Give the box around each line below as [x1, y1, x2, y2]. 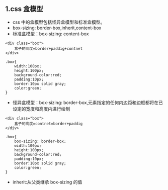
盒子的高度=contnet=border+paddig [14, 121, 83, 126]
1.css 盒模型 [5, 5, 43, 14]
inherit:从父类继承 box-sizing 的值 [12, 179, 82, 185]
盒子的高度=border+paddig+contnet [14, 46, 83, 51]
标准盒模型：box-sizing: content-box [12, 31, 89, 37]
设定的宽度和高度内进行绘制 [12, 106, 70, 112]
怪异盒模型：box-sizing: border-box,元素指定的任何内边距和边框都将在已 [12, 100, 163, 106]
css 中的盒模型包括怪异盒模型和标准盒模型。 [12, 19, 105, 25]
